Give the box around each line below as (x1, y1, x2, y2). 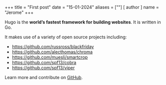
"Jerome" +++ (4, 9, 34, 15)
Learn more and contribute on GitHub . (4, 75, 83, 80)
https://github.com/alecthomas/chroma (11, 49, 93, 55)
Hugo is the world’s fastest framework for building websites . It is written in (4, 19, 161, 25)
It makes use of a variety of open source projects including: (4, 34, 127, 40)
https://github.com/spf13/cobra (11, 60, 77, 65)
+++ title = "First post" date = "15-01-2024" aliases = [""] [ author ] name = (4, 4, 159, 10)
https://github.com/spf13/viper (11, 65, 75, 71)
